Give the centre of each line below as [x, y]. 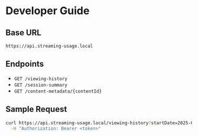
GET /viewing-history [40, 79]
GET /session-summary [40, 85]
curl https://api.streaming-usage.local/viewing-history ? [78, 123]
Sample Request [36, 109]
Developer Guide [48, 11]
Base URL [24, 33]
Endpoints [25, 64]
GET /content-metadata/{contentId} [58, 91]
